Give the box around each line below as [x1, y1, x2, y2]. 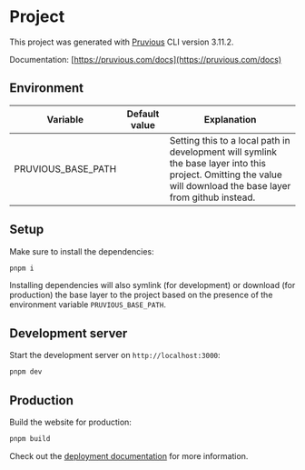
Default [126, 107, 160, 120]
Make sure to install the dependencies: [9, 245, 154, 256]
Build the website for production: [9, 416, 132, 427]
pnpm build [9, 434, 51, 443]
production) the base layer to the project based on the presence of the [9, 289, 273, 301]
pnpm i [9, 264, 34, 273]
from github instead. [169, 191, 256, 204]
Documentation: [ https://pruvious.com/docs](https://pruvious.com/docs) [9, 54, 282, 65]
